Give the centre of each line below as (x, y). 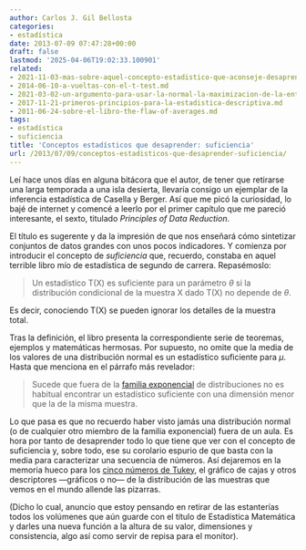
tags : (20, 119)
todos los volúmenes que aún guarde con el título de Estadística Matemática (153, 516)
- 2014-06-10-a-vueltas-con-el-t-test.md (89, 86)
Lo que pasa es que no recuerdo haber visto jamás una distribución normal (150, 421)
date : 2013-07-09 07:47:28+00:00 (73, 43)
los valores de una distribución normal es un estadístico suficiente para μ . (148, 357)
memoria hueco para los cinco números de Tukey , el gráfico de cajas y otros (153, 470)
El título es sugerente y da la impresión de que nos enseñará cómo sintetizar (153, 236)
